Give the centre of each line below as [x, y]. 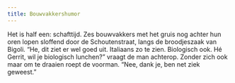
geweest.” [22, 72]
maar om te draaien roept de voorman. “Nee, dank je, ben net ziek [104, 64]
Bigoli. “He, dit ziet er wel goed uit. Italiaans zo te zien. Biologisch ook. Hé [115, 49]
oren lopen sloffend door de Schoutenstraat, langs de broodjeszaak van [112, 41]
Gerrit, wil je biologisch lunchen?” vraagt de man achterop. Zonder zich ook [117, 57]
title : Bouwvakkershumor [44, 14]
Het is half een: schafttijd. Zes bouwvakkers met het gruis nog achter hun [114, 34]
